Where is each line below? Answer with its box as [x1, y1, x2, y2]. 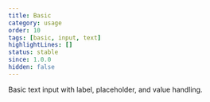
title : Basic [8, 11, 52, 20]
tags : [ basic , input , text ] [8, 33, 102, 42]
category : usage [8, 19, 62, 27]
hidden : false [8, 63, 56, 71]
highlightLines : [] [8, 41, 73, 49]
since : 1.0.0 [8, 56, 52, 64]
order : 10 [8, 26, 41, 34]
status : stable [8, 48, 59, 56]
